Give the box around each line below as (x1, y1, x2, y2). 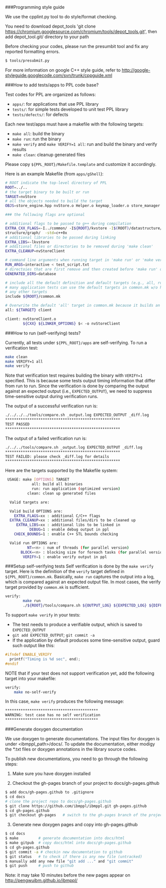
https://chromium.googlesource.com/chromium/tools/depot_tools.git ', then (5, 29, 157, 34)
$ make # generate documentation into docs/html (5, 836, 125, 841)
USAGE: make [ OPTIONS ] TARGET (7, 477, 70, 482)
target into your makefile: (5, 675, 56, 681)
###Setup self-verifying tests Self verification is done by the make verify (5, 563, 154, 569)
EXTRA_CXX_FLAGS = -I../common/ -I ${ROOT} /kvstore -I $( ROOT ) (5, 226, 129, 231)
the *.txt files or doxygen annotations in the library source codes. (5, 746, 137, 752)
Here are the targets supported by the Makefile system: (5, 468, 118, 474)
